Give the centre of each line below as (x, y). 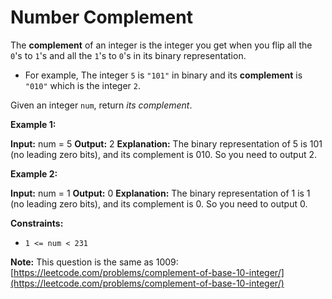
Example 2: (34, 173)
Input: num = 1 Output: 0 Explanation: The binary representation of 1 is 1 (160, 193)
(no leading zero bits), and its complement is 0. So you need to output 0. (159, 203)
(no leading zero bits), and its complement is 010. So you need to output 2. (164, 154)
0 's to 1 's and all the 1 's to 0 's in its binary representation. (128, 55)
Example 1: (33, 124)
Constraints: (37, 223)
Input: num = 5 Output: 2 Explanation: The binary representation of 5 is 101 (166, 143)
